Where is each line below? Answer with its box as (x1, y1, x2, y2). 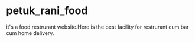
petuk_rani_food (6, 4, 88, 17)
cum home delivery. (6, 29, 54, 36)
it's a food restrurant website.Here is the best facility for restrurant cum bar (6, 23, 189, 30)
